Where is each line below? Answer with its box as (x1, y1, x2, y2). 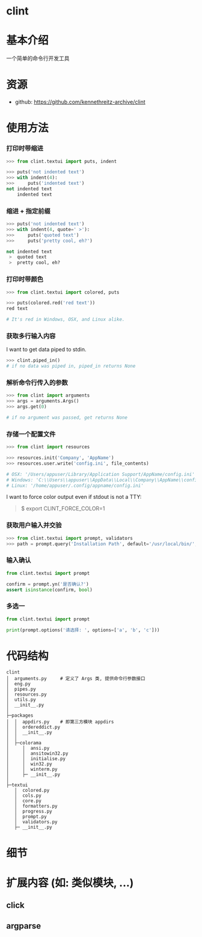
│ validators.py (14, 819, 58, 825)
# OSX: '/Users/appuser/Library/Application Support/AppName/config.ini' (6, 471, 195, 477)
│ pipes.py (6, 686, 36, 693)
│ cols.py (14, 793, 42, 799)
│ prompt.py (14, 814, 47, 820)
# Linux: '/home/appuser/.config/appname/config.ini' (6, 483, 144, 489)
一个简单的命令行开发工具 (6, 55, 70, 62)
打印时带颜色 (6, 275, 44, 283)
